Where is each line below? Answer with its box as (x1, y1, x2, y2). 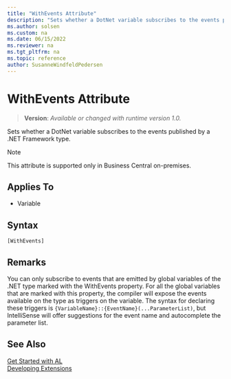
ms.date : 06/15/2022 (7, 36, 67, 43)
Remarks (7, 256, 47, 268)
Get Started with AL (7, 356, 63, 365)
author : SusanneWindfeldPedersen (7, 61, 103, 68)
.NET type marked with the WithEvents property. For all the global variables (7, 282, 221, 290)
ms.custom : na (7, 29, 48, 37)
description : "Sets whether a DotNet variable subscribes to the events (7, 17, 220, 23)
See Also (7, 338, 46, 350)
